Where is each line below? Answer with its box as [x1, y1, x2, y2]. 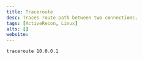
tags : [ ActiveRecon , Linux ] [6, 20, 78, 26]
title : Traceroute [6, 9, 53, 15]
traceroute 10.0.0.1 [6, 48, 59, 55]
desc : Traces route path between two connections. [6, 15, 138, 21]
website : [6, 32, 29, 38]
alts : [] [6, 26, 29, 32]
